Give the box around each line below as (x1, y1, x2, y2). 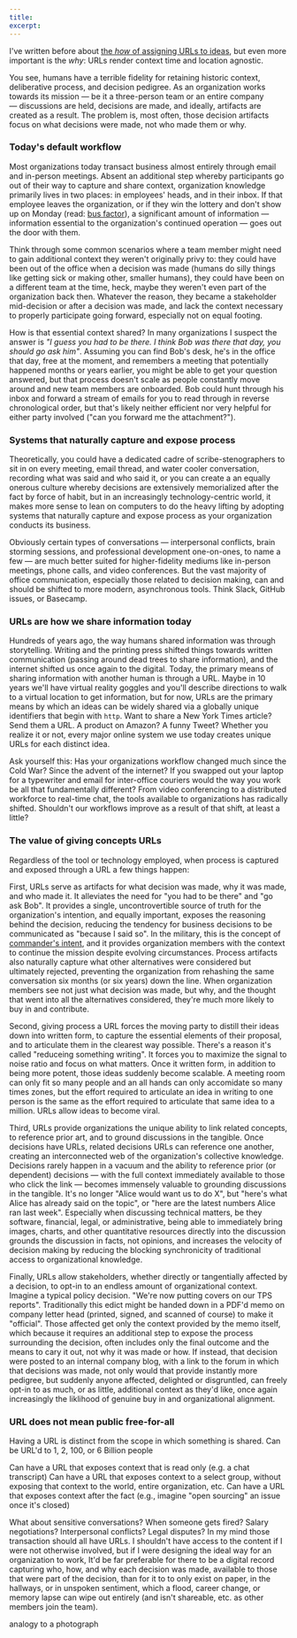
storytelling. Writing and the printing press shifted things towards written (9, 645, 273, 656)
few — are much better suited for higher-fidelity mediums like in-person (9, 556, 271, 566)
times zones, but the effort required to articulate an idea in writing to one (9, 1086, 274, 1097)
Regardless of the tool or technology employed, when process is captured (9, 855, 279, 865)
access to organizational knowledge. (9, 1254, 143, 1265)
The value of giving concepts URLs (9, 834, 162, 847)
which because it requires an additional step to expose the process (9, 1327, 254, 1338)
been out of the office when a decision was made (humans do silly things (9, 263, 276, 273)
